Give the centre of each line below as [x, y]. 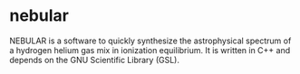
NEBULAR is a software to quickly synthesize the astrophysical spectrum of [150, 41]
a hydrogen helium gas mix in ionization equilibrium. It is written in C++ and [150, 50]
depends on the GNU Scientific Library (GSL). [94, 60]
